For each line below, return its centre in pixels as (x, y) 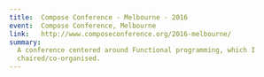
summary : (25, 42)
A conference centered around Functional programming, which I (136, 50)
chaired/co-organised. (59, 58)
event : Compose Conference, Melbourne (83, 26)
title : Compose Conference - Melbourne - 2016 (99, 17)
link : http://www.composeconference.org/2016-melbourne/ (120, 34)
